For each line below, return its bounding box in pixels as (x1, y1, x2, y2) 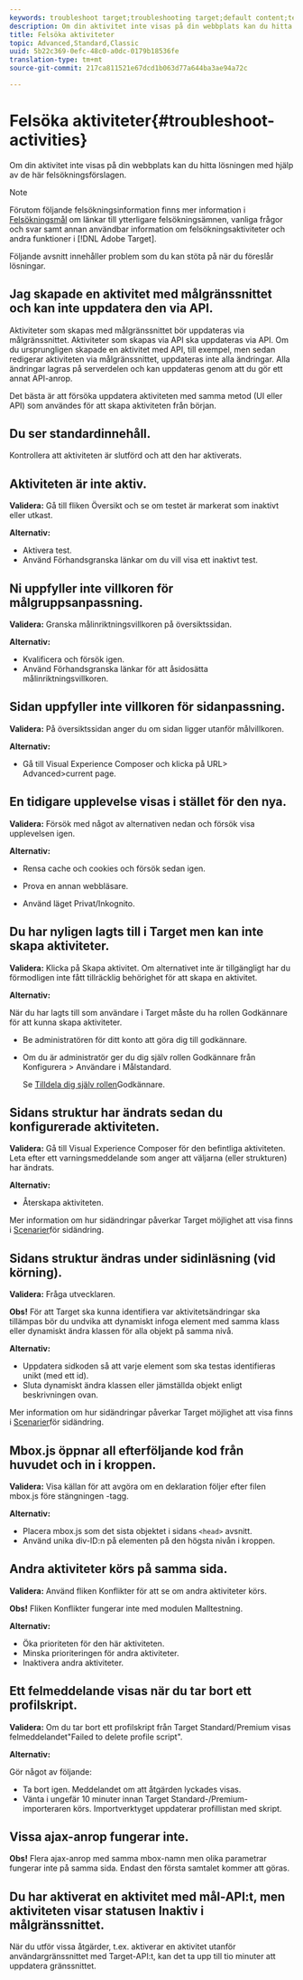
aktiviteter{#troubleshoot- (71, 110, 275, 131)
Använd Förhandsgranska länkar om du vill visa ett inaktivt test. (22, 554, 259, 565)
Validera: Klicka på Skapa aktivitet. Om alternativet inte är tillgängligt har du (9, 962, 291, 973)
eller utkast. (9, 510, 53, 521)
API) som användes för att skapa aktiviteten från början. (9, 400, 216, 411)
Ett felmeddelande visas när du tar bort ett (9, 1683, 252, 1699)
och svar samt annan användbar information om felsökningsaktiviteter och (9, 223, 286, 234)
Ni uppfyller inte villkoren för (9, 581, 174, 596)
